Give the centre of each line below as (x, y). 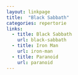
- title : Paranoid (35, 57)
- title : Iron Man (35, 46)
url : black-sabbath (42, 40)
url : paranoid (35, 62)
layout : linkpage (28, 12)
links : (15, 29)
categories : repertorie (37, 23)
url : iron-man (35, 51)
